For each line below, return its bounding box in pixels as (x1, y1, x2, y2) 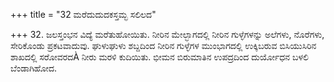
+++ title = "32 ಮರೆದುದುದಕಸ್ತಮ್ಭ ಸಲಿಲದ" (10, 9, 157, 20)
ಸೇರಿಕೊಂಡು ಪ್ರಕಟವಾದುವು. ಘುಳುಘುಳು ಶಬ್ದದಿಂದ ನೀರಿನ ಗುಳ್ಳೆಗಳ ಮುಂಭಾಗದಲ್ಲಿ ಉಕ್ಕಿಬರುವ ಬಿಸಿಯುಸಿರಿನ (10, 40, 317, 51)
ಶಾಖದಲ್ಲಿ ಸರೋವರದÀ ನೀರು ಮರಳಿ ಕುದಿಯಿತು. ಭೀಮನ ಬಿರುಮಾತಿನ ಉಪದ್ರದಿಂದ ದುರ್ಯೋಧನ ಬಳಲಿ (10, 51, 310, 63)
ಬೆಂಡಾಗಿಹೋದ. (10, 62, 58, 74)
